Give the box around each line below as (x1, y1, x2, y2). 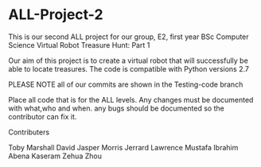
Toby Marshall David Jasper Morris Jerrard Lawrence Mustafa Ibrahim (8, 142, 239, 152)
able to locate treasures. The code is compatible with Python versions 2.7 (8, 64, 249, 73)
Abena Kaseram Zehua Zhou (8, 151, 102, 161)
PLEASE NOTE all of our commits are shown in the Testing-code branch (8, 80, 243, 89)
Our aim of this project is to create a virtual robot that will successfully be (8, 56, 248, 65)
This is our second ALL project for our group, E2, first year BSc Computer (8, 32, 249, 41)
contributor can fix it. (8, 111, 77, 121)
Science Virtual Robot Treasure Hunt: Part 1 (8, 40, 150, 49)
